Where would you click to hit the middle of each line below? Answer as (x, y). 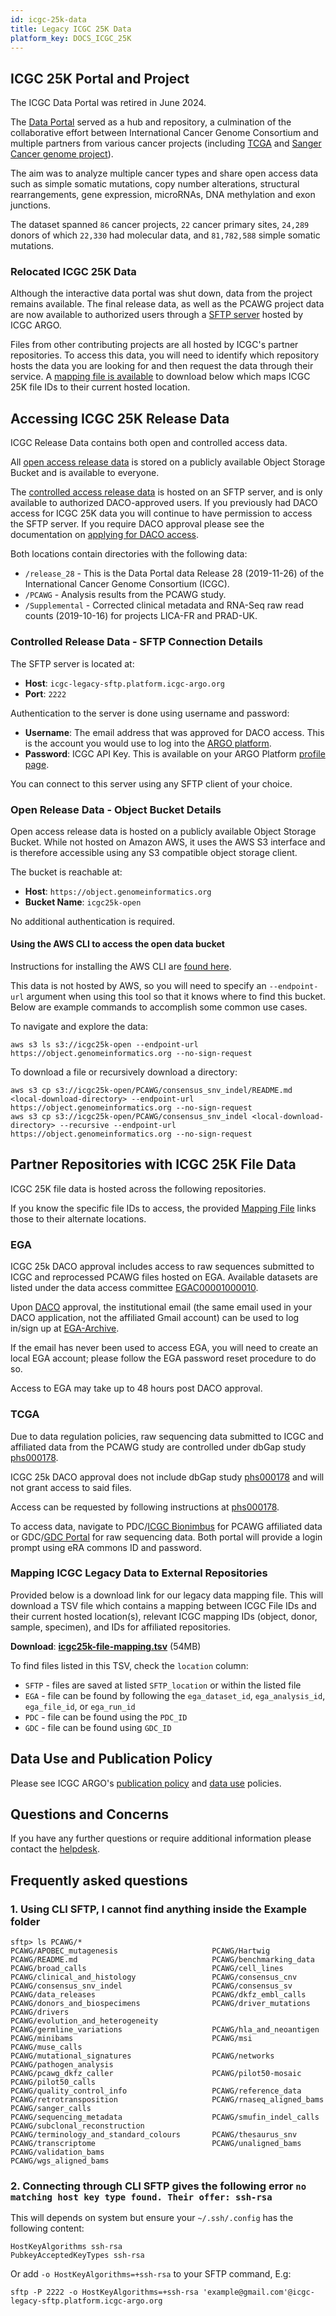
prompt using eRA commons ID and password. (106, 1547)
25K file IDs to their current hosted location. (100, 387)
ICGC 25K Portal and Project (100, 78)
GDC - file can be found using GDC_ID (98, 1727)
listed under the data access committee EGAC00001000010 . (134, 1288)
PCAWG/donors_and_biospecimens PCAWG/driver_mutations (160, 2004)
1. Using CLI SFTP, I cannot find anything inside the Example (159, 1909)
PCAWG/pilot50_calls (53, 2082)
